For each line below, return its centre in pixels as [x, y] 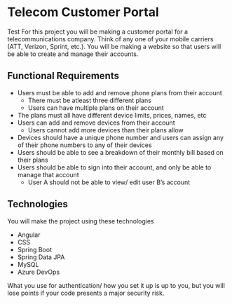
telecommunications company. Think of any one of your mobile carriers [110, 39]
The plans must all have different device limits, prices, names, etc [112, 115]
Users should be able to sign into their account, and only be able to [114, 167]
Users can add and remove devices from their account [96, 123]
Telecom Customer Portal [83, 12]
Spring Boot [35, 249]
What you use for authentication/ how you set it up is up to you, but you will [116, 285]
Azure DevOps [39, 272]
